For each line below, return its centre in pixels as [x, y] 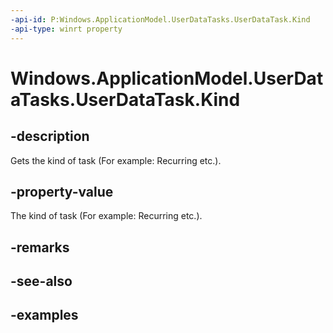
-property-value [62, 191]
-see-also [41, 281]
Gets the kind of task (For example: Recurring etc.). [116, 160]
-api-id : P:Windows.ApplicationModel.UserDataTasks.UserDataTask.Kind [160, 19]
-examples [44, 315]
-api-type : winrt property [66, 29]
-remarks [40, 247]
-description [50, 136]
